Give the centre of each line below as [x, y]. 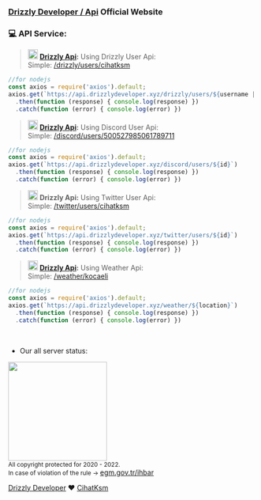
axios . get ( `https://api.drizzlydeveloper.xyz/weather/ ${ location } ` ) [123, 306]
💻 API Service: [37, 33]
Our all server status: [54, 350]
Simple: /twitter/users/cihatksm [78, 206]
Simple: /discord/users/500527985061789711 [101, 135]
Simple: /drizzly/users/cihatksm [78, 65]
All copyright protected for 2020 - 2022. [64, 464]
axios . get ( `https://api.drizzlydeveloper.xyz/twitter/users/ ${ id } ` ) [123, 235]
